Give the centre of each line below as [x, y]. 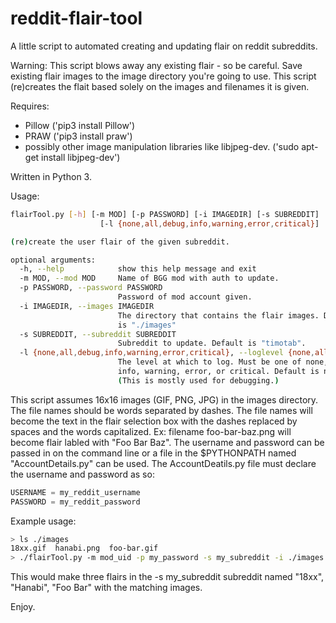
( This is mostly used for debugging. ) [198, 380]
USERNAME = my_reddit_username [75, 492]
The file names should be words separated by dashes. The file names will [161, 410]
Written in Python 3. [51, 176]
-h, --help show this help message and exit [138, 269]
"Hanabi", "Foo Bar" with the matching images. [106, 588]
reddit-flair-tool [76, 18]
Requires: [30, 106]
